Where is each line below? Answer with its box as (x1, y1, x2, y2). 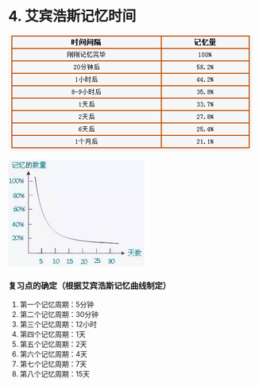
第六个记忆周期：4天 (19, 349, 87, 359)
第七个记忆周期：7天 (19, 359, 87, 369)
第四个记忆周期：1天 (19, 330, 86, 339)
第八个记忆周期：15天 (19, 369, 90, 379)
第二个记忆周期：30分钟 (19, 310, 99, 319)
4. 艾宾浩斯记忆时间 (8, 7, 137, 25)
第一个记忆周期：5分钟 (19, 299, 95, 310)
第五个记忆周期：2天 (19, 339, 87, 349)
